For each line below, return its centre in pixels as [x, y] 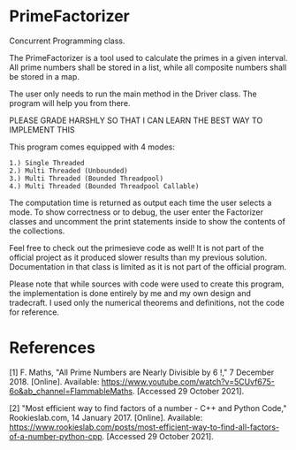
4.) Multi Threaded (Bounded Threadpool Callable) [104, 186]
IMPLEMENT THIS [42, 129]
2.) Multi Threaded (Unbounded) [68, 171]
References [52, 348]
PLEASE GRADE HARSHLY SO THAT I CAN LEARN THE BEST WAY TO [136, 120]
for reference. [34, 312]
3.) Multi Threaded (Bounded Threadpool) [87, 179]
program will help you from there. [70, 103]
